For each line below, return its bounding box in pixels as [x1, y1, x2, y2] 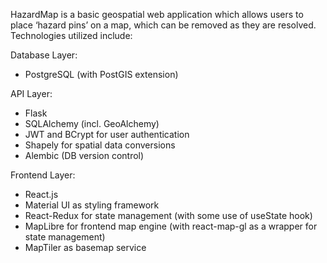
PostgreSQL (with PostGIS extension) [24, 69, 179, 80]
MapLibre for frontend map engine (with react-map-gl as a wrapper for [24, 220, 318, 232]
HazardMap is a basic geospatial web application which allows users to [10, 9, 304, 20]
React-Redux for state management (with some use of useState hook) [24, 210, 313, 221]
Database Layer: [10, 49, 78, 61]
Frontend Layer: [10, 169, 76, 181]
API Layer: [10, 88, 53, 99]
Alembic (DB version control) [24, 150, 145, 161]
